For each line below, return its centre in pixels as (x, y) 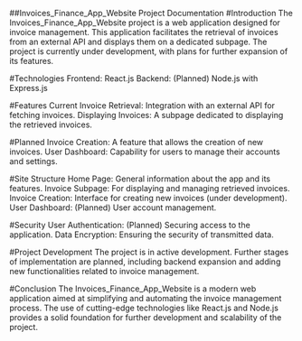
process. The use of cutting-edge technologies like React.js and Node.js (144, 308)
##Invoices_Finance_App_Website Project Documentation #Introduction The (151, 13)
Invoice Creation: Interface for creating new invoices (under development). (148, 198)
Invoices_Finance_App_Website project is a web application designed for (145, 23)
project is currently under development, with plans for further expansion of (149, 51)
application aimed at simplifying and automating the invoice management (146, 298)
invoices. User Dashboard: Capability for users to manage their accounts (145, 152)
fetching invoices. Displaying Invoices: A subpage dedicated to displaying (146, 115)
